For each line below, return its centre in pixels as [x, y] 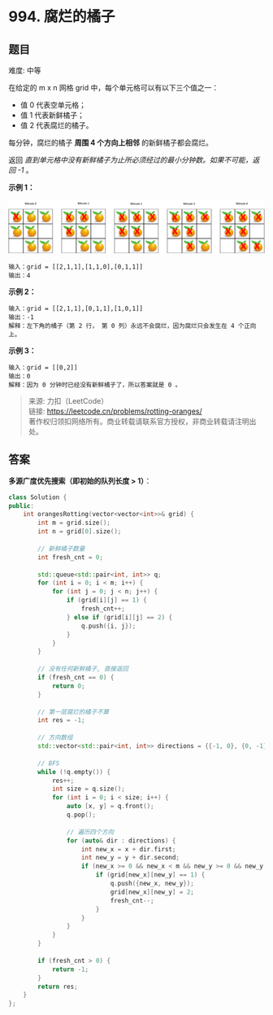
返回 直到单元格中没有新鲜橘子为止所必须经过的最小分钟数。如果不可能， [130, 160]
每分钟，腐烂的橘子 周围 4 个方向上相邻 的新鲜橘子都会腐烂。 [110, 142]
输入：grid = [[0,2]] [43, 367]
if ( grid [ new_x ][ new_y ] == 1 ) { [150, 875]
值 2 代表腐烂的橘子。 [56, 125]
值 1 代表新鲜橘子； [52, 115]
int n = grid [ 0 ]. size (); [80, 532]
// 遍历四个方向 [90, 832]
